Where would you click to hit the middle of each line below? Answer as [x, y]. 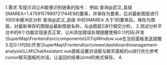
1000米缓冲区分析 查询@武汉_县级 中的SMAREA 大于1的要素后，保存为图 [80, 20]
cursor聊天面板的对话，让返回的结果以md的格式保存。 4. [64, 57]
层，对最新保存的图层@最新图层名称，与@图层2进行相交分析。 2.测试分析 [81, 26]
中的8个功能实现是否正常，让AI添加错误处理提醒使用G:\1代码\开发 [77, 32]
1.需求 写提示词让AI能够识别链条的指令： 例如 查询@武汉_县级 [69, 7]
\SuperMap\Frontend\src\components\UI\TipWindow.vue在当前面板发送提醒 [83, 38]
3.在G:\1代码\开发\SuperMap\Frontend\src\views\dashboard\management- [82, 45]
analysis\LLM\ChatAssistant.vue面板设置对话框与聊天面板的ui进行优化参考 [82, 51]
